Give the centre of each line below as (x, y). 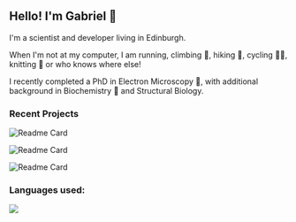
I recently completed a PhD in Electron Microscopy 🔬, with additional (134, 81)
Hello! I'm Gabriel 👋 (63, 16)
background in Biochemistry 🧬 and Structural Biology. (106, 90)
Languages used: (47, 190)
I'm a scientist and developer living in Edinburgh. (98, 37)
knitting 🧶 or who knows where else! (75, 64)
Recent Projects (44, 113)
